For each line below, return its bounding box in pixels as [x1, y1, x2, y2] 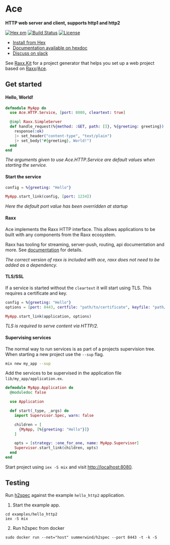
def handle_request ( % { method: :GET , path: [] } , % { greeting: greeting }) [10, 124, 164, 129]
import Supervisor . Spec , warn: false [14, 413, 94, 418]
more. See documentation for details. [5, 247, 82, 253]
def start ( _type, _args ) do [10, 408, 69, 413]
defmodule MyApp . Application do [5, 385, 73, 391]
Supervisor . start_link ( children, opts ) [14, 445, 99, 451]
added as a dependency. [5, 262, 58, 268]
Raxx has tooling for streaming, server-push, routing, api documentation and [5, 241, 164, 247]
